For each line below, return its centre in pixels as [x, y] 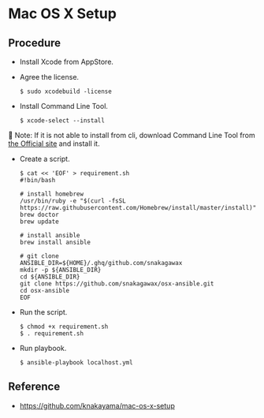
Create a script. [45, 159]
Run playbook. [43, 348]
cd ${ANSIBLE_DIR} [50, 277]
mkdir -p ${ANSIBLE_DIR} [60, 270]
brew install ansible [55, 242]
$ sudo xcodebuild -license [65, 91]
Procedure [35, 43]
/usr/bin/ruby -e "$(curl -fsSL [73, 201]
